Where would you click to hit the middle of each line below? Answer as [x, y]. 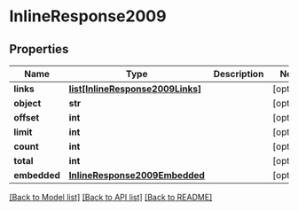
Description [239, 74]
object [27, 103]
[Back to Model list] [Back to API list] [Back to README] [111, 197]
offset [27, 117]
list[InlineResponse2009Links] [135, 89]
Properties [39, 49]
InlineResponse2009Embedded [137, 175]
